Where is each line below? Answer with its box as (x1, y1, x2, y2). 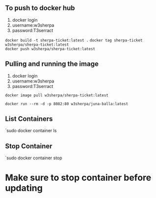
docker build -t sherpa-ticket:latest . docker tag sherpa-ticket (5, 38, 143, 43)
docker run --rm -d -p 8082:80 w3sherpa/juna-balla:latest (5, 101, 129, 106)
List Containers (5, 115, 53, 123)
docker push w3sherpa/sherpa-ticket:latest (5, 46, 96, 51)
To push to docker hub (5, 4, 75, 12)
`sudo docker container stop (5, 155, 62, 161)
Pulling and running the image (5, 60, 99, 68)
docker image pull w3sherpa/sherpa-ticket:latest (5, 93, 109, 98)
